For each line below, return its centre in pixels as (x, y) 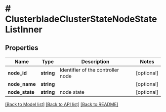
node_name (22, 84)
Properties (22, 48)
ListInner (24, 30)
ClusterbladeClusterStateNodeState (81, 19)
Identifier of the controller (89, 70)
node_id (17, 73)
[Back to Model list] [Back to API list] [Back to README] (62, 104)
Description (95, 61)
